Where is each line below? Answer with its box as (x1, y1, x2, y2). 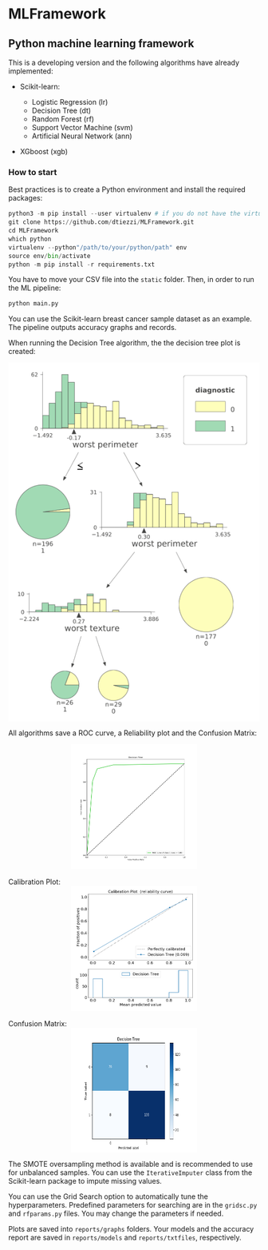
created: (8, 347, 36, 356)
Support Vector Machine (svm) (31, 123, 133, 132)
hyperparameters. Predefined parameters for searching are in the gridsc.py (8, 1200, 258, 1209)
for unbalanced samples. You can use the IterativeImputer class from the (8, 1168, 253, 1177)
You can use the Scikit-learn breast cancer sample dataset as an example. (8, 314, 253, 324)
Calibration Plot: (8, 877, 61, 886)
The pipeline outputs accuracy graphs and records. (8, 323, 177, 332)
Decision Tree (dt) (31, 105, 92, 115)
